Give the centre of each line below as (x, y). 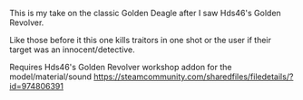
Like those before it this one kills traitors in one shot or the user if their (141, 40)
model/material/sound (51, 77)
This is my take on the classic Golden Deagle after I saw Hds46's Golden (145, 13)
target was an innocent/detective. (73, 50)
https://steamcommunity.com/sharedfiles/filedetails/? (194, 77)
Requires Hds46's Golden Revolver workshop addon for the (121, 67)
